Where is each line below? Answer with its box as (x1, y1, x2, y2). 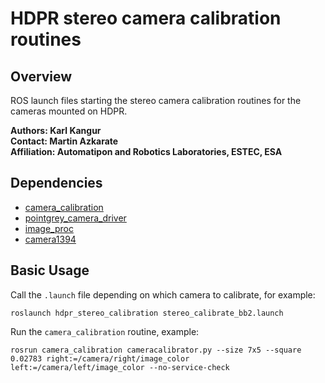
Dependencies (10, 175, 103, 192)
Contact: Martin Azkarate (10, 135, 119, 147)
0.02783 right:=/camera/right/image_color (10, 353, 190, 364)
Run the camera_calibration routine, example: (10, 325, 200, 337)
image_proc (24, 222, 74, 234)
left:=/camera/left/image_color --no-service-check (10, 362, 230, 372)
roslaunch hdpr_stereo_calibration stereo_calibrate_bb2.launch (10, 308, 284, 318)
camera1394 (24, 233, 77, 245)
